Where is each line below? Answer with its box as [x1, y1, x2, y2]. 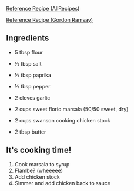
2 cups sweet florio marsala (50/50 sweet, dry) [14, 105, 129, 112]
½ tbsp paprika [14, 71, 52, 79]
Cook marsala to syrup [14, 161, 70, 168]
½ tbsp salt [14, 60, 42, 67]
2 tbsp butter [14, 128, 46, 135]
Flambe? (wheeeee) [14, 167, 63, 174]
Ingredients [6, 33, 49, 43]
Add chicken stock [14, 173, 60, 180]
